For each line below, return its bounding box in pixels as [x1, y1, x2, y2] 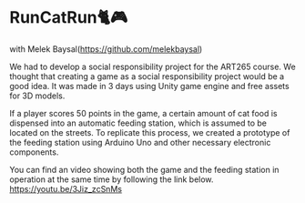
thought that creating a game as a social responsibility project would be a [9, 70, 285, 82]
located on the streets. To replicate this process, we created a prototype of [9, 127, 290, 137]
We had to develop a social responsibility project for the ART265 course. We [9, 61, 296, 72]
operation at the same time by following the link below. [9, 174, 214, 185]
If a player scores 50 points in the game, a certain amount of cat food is [9, 107, 278, 118]
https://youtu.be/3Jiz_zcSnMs [9, 183, 123, 194]
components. [9, 147, 59, 157]
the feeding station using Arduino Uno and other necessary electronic [9, 137, 271, 147]
